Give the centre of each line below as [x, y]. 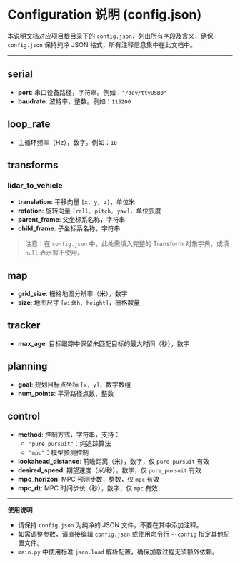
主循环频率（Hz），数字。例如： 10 [67, 142]
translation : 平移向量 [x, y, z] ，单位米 [76, 202]
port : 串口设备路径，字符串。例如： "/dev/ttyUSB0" [92, 92]
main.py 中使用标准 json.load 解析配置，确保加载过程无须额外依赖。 [118, 552]
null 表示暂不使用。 [54, 253]
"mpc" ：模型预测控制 [59, 452]
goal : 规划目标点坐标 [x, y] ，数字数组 [74, 384]
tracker [24, 325]
